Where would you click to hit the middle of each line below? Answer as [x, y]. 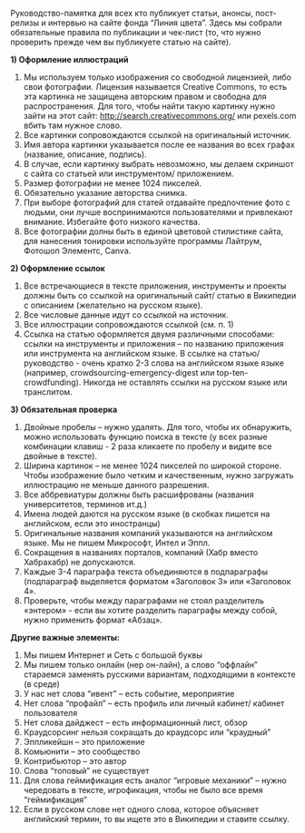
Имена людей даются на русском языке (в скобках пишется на [147, 514]
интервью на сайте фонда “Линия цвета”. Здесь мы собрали [165, 23]
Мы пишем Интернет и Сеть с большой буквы [113, 655]
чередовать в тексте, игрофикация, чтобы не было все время [143, 790]
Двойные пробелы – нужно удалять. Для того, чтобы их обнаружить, [157, 427]
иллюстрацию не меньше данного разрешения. [116, 485]
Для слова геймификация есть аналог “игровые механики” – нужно [155, 780]
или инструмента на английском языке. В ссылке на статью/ [142, 353]
